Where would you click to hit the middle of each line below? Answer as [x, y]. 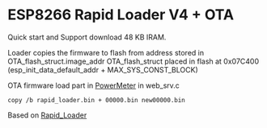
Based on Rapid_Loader [47, 115]
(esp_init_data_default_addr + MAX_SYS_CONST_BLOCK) [103, 69]
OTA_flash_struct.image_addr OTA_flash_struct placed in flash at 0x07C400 [133, 61]
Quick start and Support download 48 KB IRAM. [87, 37]
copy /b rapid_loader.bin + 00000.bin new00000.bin [96, 100]
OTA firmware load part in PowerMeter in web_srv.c [93, 85]
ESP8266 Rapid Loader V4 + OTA [121, 15]
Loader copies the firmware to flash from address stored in [106, 52]
